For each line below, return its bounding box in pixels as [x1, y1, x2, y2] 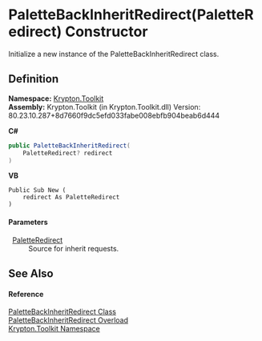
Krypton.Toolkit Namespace [8, 324, 100, 334]
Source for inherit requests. [28, 243, 119, 253]
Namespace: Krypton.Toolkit [8, 94, 104, 103]
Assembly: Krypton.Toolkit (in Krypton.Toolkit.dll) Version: [8, 102, 201, 111]
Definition [8, 72, 58, 86]
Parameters [8, 217, 48, 227]
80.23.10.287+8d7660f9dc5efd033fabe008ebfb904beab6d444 [8, 110, 220, 120]
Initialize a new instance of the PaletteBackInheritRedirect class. [8, 49, 220, 58]
